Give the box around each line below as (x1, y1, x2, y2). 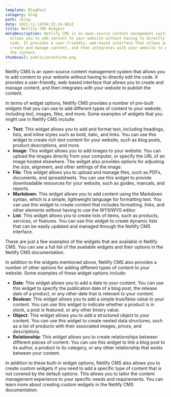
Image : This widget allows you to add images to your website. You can (12, 148, 161, 154)
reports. (12, 186, 30, 192)
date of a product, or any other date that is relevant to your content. (12, 291, 154, 297)
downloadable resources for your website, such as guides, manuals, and (12, 180, 165, 186)
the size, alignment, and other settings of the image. (12, 164, 122, 170)
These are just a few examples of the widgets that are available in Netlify (5, 238, 158, 245)
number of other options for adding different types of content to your (5, 265, 150, 271)
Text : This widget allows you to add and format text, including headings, (12, 126, 164, 132)
